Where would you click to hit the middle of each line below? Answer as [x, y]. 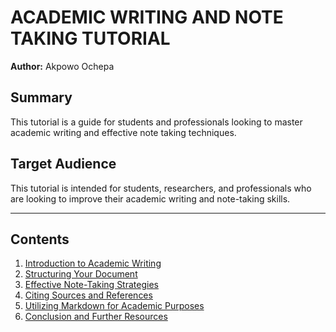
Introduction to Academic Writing [93, 263]
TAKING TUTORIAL [90, 38]
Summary [41, 97]
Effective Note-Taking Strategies [91, 285]
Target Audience [63, 164]
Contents [40, 239]
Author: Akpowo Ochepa [62, 66]
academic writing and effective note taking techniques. [123, 132]
